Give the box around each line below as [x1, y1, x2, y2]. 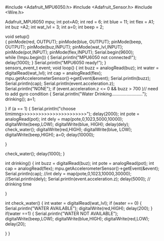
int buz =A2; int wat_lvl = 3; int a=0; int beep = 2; [5, 24, 104, 30]
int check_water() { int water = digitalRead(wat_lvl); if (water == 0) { [5, 200, 142, 206]
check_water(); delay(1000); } [5, 151, 65, 157]
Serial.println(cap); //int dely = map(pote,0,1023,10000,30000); [5, 171, 132, 176]
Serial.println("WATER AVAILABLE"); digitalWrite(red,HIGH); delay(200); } [5, 206, 153, 211]
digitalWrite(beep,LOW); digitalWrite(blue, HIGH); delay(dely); [5, 121, 130, 127]
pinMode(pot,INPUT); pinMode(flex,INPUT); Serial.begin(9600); [5, 49, 134, 55]
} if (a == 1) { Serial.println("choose [5, 106, 76, 111]
